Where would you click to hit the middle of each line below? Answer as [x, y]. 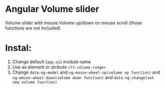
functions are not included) [33, 28]
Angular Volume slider [52, 9]
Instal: [18, 48]
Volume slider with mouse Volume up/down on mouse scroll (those [74, 23]
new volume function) [35, 82]
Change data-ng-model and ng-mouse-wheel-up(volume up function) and [86, 72]
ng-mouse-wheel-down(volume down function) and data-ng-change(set [83, 77]
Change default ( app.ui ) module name [51, 62]
